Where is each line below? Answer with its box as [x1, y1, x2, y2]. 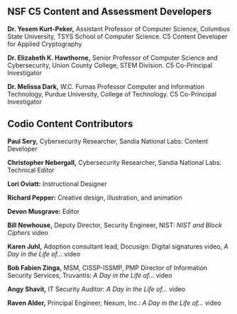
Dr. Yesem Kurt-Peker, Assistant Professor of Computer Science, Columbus [7, 24, 231, 33]
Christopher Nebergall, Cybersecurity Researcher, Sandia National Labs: [7, 158, 222, 166]
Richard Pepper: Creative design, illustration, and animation [7, 193, 182, 202]
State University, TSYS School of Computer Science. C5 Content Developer [7, 32, 228, 40]
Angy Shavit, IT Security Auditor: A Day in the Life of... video [7, 284, 186, 293]
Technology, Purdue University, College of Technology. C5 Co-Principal [7, 90, 217, 98]
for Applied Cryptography [7, 39, 82, 48]
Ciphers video [7, 228, 48, 237]
